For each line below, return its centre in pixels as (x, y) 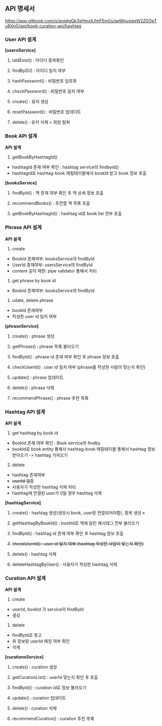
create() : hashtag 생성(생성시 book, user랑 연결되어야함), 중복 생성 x (78, 513)
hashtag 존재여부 (29, 475)
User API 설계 (21, 39)
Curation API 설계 (25, 578)
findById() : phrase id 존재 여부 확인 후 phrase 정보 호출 (66, 356)
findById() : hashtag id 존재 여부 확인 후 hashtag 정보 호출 (68, 533)
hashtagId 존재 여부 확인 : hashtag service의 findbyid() (65, 167)
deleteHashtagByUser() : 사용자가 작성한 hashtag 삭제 (65, 564)
